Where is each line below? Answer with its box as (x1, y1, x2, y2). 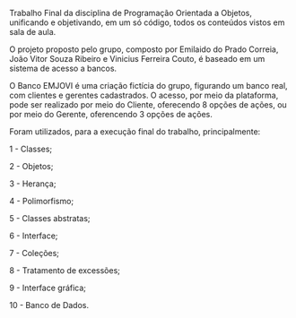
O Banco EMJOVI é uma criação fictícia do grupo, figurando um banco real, (9, 81, 289, 90)
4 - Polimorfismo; (9, 196, 74, 206)
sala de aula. (9, 27, 57, 37)
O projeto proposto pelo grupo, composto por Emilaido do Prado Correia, (9, 44, 279, 55)
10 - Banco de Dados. (9, 300, 90, 310)
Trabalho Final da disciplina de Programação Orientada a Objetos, (9, 8, 253, 18)
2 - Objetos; (9, 161, 54, 171)
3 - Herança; (9, 178, 57, 189)
